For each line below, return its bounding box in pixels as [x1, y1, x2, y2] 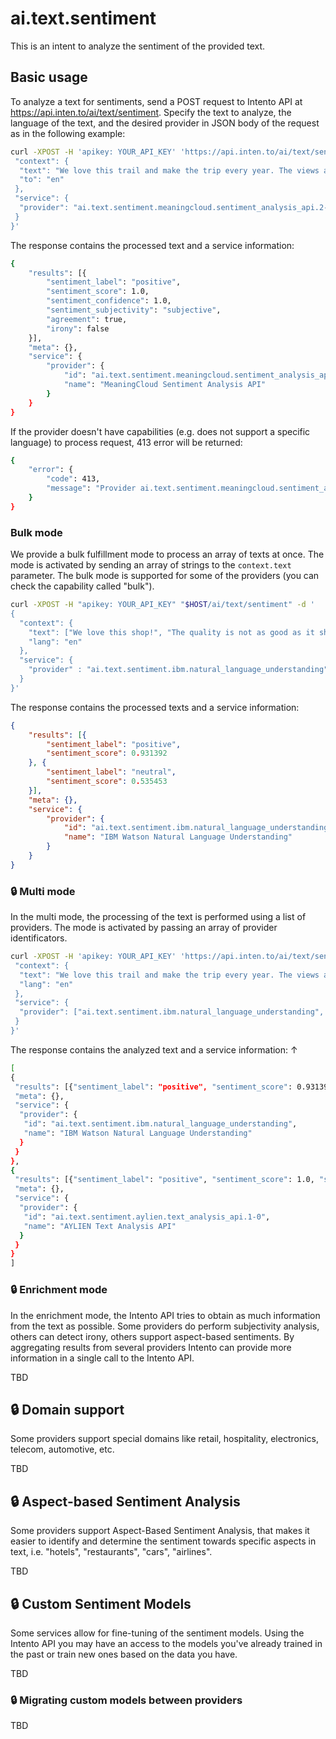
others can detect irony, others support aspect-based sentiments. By [10, 1330, 295, 1342]
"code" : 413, [46, 474, 101, 484]
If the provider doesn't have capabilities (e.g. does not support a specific [10, 425, 311, 437]
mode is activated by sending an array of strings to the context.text [10, 559, 292, 571]
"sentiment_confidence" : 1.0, [46, 296, 172, 306]
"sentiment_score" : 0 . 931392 [46, 748, 168, 759]
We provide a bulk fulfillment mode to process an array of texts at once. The [10, 548, 325, 561]
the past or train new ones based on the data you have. [10, 1648, 238, 1660]
